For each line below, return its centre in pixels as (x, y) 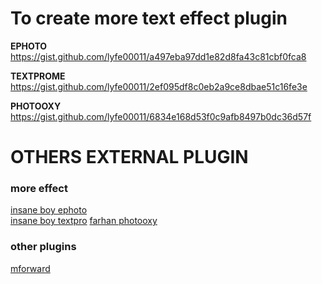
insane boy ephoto (49, 210)
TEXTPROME (38, 76)
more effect (39, 189)
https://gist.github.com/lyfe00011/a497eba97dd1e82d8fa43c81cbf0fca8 (158, 56)
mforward (30, 268)
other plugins (43, 247)
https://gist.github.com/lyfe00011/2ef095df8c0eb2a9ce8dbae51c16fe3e (159, 86)
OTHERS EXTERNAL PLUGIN (129, 157)
